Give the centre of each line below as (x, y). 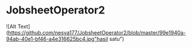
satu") (117, 39)
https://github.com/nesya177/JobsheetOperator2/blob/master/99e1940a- (97, 32)
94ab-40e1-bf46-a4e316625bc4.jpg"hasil (57, 39)
